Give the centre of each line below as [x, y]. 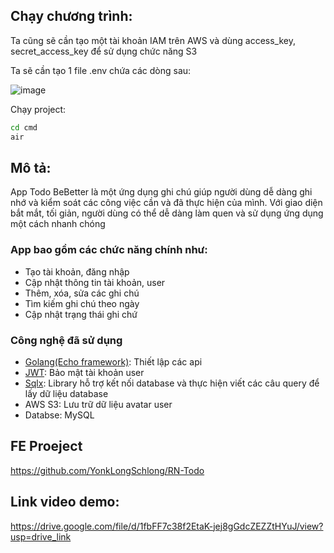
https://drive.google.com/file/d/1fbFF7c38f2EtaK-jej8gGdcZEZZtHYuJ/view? [167, 526]
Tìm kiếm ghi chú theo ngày [82, 303]
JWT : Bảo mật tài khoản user [84, 372]
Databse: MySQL [59, 415]
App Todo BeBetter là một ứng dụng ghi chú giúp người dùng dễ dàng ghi [161, 192]
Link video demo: [65, 502]
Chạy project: [38, 109]
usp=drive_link [41, 536]
